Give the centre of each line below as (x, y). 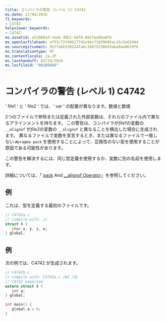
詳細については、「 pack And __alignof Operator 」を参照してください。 (77, 175)
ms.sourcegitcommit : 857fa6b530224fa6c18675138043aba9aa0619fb (72, 47)
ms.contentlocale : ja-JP (31, 56)
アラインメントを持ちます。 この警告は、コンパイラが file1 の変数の (77, 123)
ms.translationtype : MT (30, 51)
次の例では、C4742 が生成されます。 (43, 263)
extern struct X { (24, 286)
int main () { (19, 305)
